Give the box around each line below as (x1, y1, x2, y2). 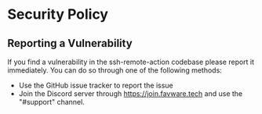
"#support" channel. (18, 98, 86, 106)
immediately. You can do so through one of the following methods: (7, 66, 223, 75)
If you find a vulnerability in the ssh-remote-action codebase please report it (7, 57, 255, 66)
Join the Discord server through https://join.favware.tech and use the (18, 89, 243, 98)
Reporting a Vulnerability (7, 37, 133, 50)
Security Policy (7, 5, 109, 23)
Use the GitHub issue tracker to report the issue (18, 80, 173, 90)
